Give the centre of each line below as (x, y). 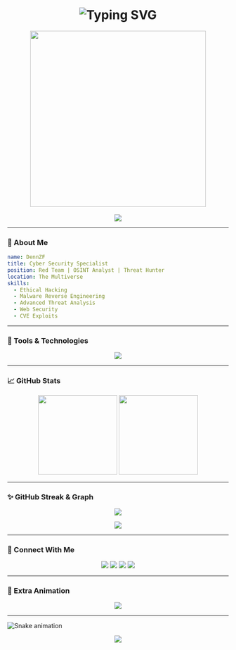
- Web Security (36, 310)
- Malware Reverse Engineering (59, 296)
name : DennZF (26, 257)
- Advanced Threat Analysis (55, 303)
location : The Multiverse (45, 277)
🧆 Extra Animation (39, 591)
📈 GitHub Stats (34, 381)
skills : (19, 283)
